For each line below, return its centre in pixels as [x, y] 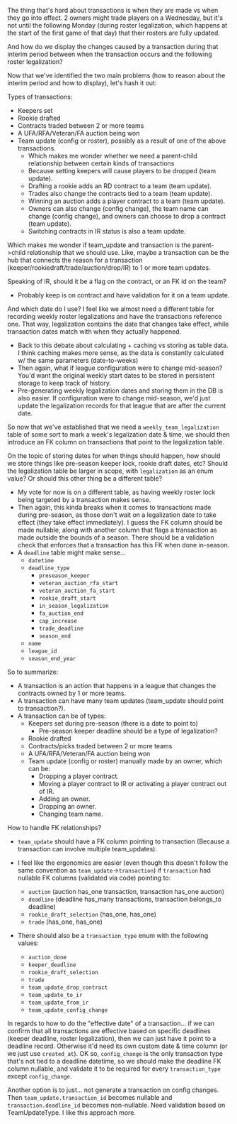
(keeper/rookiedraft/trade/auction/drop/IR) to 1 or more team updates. [109, 268]
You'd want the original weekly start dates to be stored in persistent [116, 375]
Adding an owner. [64, 799]
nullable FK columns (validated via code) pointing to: [94, 878]
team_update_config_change [68, 1010]
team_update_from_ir [58, 1003]
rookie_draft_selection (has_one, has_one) [92, 914]
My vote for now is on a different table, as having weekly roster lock [116, 492]
